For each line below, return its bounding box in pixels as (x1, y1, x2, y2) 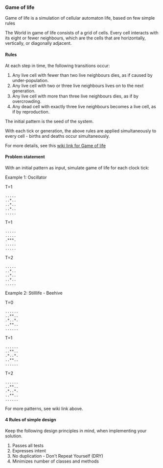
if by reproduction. (12, 109, 50, 115)
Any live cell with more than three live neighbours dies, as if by (12, 93, 139, 99)
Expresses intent (12, 447, 47, 454)
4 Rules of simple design (5, 417, 56, 423)
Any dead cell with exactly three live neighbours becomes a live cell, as (12, 103, 156, 109)
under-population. (12, 77, 49, 83)
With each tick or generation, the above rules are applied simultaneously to (5, 127, 157, 134)
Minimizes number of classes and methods (12, 458, 99, 464)
